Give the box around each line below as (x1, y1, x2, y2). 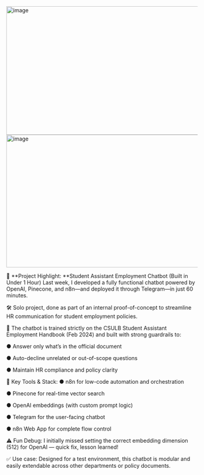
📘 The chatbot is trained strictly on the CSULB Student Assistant (6, 325, 167, 331)
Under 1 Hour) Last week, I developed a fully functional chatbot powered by (6, 279, 195, 286)
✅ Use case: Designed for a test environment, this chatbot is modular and (6, 456, 191, 462)
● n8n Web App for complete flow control (6, 425, 112, 432)
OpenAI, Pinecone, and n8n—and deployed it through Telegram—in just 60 (6, 285, 193, 293)
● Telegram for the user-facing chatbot (6, 414, 105, 420)
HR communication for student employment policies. (6, 313, 138, 320)
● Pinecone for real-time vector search (6, 390, 105, 397)
